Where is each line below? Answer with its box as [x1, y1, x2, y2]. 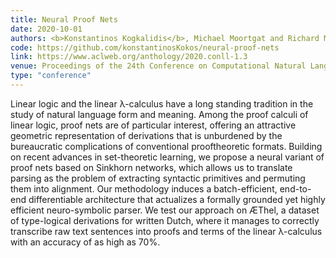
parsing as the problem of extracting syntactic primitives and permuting [10, 172, 306, 184]
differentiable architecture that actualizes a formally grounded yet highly [28, 193, 326, 205]
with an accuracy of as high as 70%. [10, 236, 161, 248]
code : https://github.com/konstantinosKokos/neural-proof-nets [10, 42, 280, 53]
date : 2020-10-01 [10, 24, 83, 34]
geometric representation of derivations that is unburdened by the [10, 129, 283, 141]
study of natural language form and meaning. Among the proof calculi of [10, 108, 309, 120]
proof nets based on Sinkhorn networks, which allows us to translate [10, 161, 293, 173]
